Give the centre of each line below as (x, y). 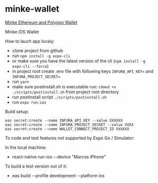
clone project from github (37, 50)
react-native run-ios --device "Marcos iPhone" (59, 157)
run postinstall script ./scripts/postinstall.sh (59, 97)
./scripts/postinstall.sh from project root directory (65, 92)
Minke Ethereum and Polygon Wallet (41, 22)
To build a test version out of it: (36, 166)
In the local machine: (26, 147)
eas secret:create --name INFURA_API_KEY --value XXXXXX (64, 120)
